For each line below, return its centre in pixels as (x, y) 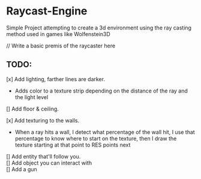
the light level (31, 97)
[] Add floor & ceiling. (32, 109)
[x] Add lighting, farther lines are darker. (55, 79)
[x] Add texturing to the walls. (43, 120)
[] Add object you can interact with (49, 163)
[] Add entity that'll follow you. (43, 156)
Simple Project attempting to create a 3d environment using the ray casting (99, 28)
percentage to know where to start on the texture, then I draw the (96, 138)
